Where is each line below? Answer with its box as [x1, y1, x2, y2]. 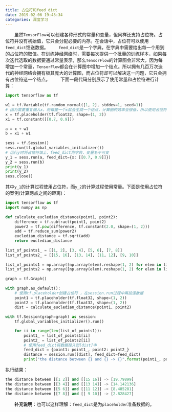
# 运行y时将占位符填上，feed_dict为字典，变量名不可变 [5, 150, 109, 155]
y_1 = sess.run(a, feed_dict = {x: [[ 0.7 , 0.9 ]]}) [5, 154, 111, 160]
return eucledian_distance [14, 238, 72, 243]
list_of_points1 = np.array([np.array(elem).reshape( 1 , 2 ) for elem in [5, 262, 161, 267]
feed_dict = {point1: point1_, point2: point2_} [24, 347, 130, 353]
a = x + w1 [5, 126, 29, 131]
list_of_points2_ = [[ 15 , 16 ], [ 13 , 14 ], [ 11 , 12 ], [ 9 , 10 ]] [5, 253, 139, 258]
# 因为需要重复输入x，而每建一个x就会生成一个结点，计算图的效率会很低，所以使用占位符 [5, 107, 167, 112]
